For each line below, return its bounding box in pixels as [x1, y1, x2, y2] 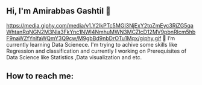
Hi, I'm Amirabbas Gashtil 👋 [6, 6, 112, 16]
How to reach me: [6, 71, 74, 81]
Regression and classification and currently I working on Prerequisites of [6, 47, 187, 54]
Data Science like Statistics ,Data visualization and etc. [6, 53, 142, 60]
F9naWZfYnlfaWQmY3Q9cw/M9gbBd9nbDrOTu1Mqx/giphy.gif [6, 34, 162, 42]
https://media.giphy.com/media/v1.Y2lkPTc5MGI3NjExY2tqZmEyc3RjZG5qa [6, 22, 194, 29]
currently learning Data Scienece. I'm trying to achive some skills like [6, 41, 178, 48]
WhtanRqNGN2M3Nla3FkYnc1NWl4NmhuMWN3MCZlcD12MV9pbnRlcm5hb [6, 28, 196, 35]
